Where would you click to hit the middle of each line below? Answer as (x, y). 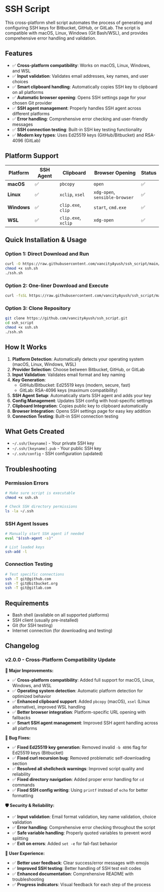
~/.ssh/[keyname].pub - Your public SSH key (57, 448)
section (20, 763)
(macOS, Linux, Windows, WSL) (44, 364)
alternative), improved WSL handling (49, 707)
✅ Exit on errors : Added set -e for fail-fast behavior (65, 843)
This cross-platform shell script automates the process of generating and (79, 22)
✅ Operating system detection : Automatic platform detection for (77, 691)
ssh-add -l (16, 552)
